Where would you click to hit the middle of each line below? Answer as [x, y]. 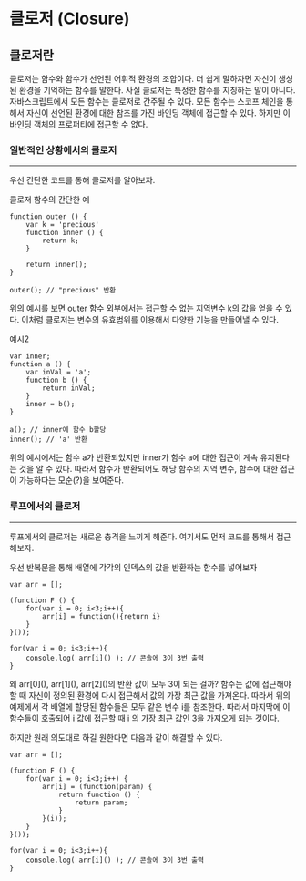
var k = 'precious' [63, 225]
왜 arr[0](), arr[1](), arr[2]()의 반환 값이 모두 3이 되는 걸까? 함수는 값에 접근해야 [150, 683]
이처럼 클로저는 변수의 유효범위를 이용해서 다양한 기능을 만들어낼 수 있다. [150, 320]
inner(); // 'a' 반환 [49, 440]
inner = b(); [51, 405]
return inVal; [69, 388]
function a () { [40, 364]
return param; [101, 803]
